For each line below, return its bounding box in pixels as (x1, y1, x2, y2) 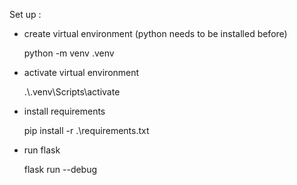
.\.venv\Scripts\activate (23, 86, 121, 98)
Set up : (9, 9, 42, 20)
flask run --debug (23, 164, 98, 175)
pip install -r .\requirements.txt (23, 125, 150, 136)
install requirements (23, 105, 106, 117)
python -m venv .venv (23, 47, 115, 59)
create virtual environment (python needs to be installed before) (23, 28, 288, 39)
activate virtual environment (23, 67, 140, 78)
